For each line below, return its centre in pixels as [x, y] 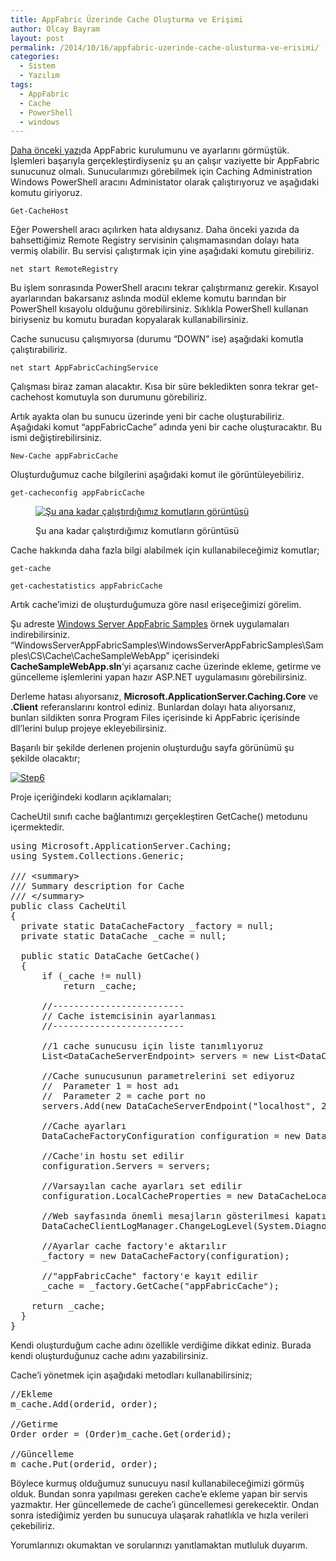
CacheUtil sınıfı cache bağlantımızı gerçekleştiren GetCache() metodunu [159, 817]
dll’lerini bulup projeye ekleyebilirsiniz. [89, 728]
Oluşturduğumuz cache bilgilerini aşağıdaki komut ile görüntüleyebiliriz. [157, 475]
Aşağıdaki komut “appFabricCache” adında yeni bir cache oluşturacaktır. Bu [166, 427]
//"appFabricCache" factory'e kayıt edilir [150, 1276]
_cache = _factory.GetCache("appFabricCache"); [160, 1286]
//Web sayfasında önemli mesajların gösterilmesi [165, 1216]
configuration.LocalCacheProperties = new [147, 1196]
